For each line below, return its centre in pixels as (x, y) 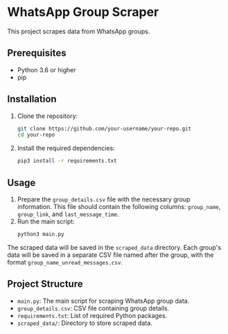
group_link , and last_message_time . (68, 214)
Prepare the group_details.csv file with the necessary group (104, 199)
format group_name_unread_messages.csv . (65, 262)
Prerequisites (37, 53)
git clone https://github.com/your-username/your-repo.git (104, 128)
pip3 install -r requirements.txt (67, 161)
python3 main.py (41, 234)
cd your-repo (36, 135)
